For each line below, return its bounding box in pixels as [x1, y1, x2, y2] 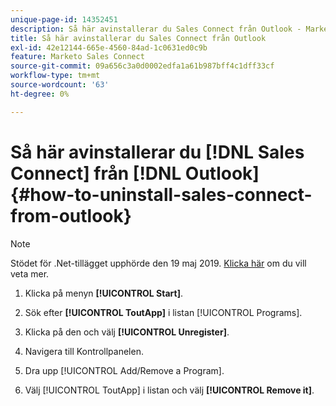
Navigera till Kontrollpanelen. [24, 345, 144, 357]
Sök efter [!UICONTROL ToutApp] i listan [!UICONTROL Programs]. [24, 306, 303, 318]
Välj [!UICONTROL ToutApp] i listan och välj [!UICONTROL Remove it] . [24, 384, 315, 396]
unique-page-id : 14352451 [10, 14, 118, 25]
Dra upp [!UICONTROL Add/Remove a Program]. [24, 364, 225, 376]
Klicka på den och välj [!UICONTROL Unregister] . [24, 326, 230, 338]
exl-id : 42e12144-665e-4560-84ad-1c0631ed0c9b [10, 42, 208, 53]
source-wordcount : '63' [10, 80, 110, 90]
